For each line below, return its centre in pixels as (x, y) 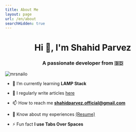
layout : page (18, 14)
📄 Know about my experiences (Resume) (53, 114)
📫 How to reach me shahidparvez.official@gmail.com (69, 103)
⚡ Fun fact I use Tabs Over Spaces (48, 124)
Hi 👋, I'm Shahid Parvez (83, 48)
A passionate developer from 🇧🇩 (83, 63)
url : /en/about (21, 19)
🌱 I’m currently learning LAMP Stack (49, 83)
